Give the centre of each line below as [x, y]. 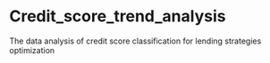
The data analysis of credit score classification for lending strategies [135, 41]
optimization [32, 50]
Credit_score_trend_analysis [118, 16]
